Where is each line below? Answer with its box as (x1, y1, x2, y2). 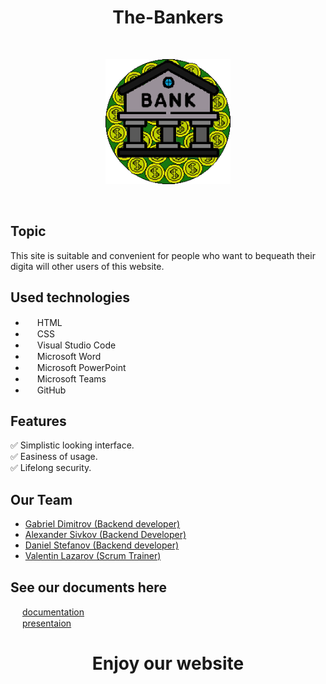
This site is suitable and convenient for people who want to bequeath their (10, 249, 316, 261)
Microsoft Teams (36, 372, 107, 385)
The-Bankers (112, 6, 224, 29)
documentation (21, 606, 85, 618)
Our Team (10, 491, 73, 508)
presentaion (21, 617, 72, 629)
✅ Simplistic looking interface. (10, 439, 135, 451)
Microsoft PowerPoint (36, 361, 127, 373)
